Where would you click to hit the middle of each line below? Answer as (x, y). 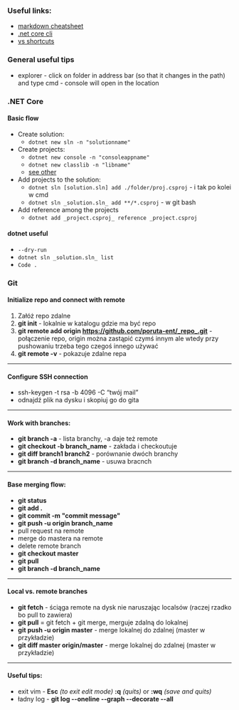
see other (42, 172)
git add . (30, 508)
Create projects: (41, 149)
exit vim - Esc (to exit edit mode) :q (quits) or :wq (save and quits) (115, 691)
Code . (27, 265)
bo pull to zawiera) (45, 615)
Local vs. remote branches (47, 591)
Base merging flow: (37, 485)
